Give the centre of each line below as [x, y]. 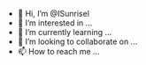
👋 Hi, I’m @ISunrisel [54, 14]
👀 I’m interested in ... [55, 23]
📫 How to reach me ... [58, 51]
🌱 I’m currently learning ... [65, 32]
